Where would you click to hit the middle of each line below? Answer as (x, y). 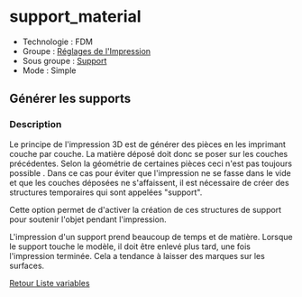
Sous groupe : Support (64, 60)
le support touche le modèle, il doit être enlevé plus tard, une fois (130, 246)
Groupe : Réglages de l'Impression (87, 51)
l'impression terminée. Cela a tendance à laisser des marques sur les (137, 255)
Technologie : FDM (57, 42)
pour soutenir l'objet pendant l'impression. (88, 219)
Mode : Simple (49, 70)
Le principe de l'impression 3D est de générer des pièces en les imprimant (148, 144)
